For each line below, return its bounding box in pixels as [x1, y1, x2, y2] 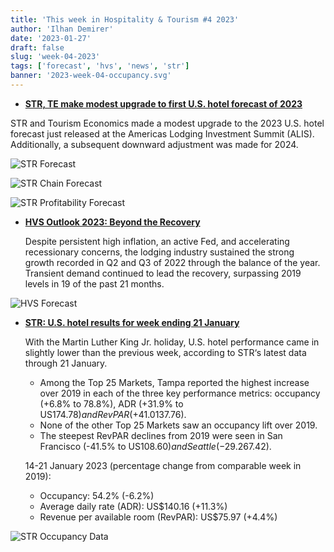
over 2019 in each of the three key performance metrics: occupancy [39, 387, 321, 399]
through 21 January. [24, 357, 108, 369]
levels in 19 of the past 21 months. [24, 277, 165, 290]
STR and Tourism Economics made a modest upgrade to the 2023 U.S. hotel [10, 117, 325, 129]
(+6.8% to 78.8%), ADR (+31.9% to [39, 397, 184, 410]
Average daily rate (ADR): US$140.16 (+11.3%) [39, 500, 228, 512]
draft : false [10, 42, 65, 53]
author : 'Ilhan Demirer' [10, 24, 114, 34]
